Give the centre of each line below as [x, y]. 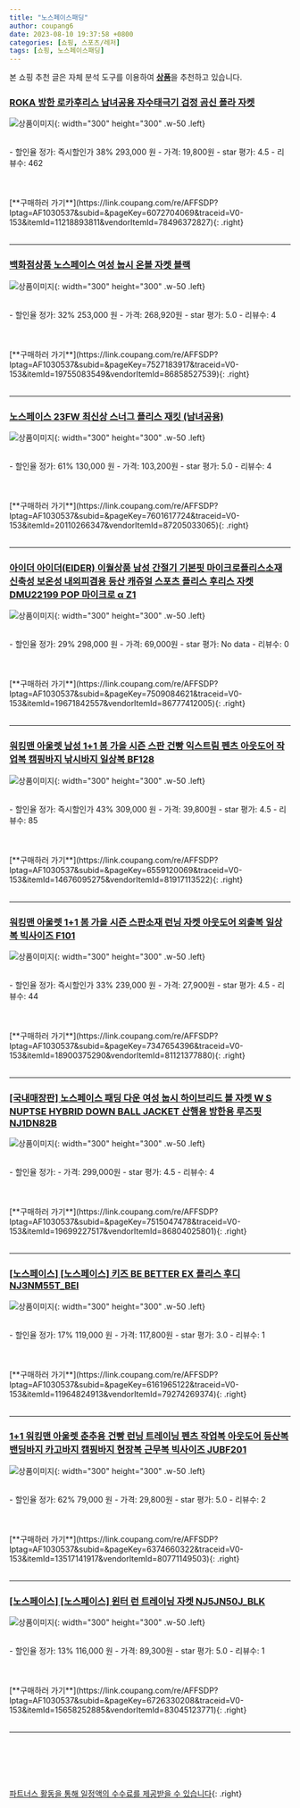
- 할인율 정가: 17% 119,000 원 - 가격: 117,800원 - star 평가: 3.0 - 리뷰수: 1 [137, 1335]
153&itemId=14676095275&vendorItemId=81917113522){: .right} [126, 879]
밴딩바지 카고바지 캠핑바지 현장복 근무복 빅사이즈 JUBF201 [128, 1450]
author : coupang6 [42, 26]
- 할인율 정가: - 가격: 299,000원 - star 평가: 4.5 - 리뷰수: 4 [112, 1172]
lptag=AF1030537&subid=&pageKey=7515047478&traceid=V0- [125, 1222]
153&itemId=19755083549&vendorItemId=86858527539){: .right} [129, 374]
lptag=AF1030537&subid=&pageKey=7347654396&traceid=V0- [126, 1046]
